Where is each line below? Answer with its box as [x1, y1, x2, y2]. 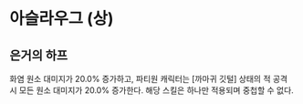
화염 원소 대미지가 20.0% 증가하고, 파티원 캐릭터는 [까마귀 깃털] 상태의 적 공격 [9, 74, 288, 84]
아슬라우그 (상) [9, 8, 114, 29]
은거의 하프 [9, 47, 68, 63]
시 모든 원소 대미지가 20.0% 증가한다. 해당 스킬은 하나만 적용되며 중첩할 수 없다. [9, 85, 294, 96]
